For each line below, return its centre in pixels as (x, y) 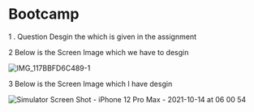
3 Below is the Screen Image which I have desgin (90, 84)
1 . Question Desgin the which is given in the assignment (103, 37)
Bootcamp (44, 14)
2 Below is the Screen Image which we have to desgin (99, 52)
